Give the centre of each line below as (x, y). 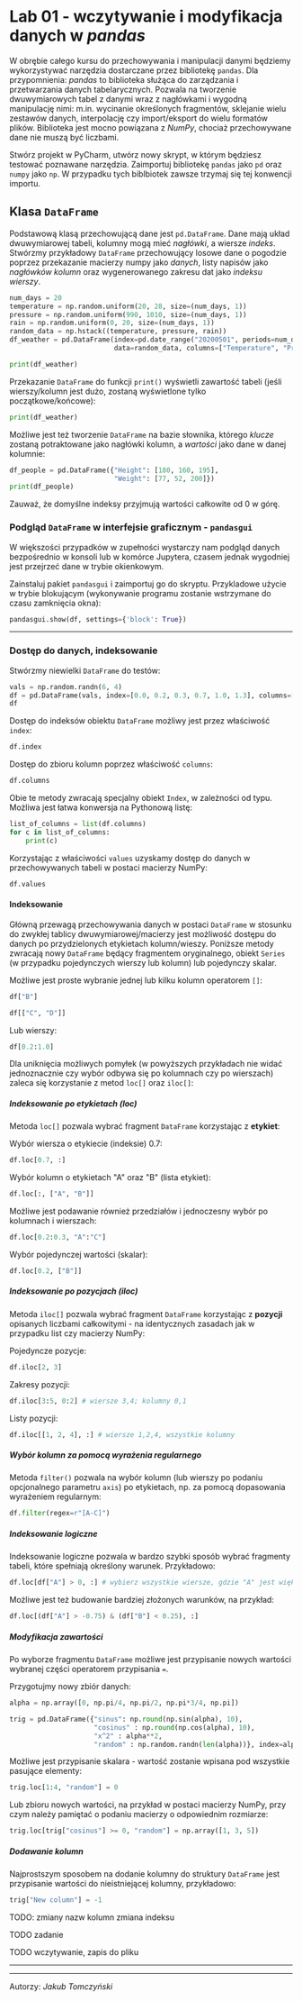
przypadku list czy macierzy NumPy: (77, 1333)
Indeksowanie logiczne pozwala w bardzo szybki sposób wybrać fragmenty (150, 1557)
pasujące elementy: (46, 1771)
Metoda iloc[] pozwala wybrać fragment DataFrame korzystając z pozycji (146, 1314)
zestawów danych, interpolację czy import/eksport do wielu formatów (138, 118)
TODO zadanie (36, 1934)
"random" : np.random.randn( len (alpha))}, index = (188, 1744)
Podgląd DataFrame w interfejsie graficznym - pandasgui (131, 527)
